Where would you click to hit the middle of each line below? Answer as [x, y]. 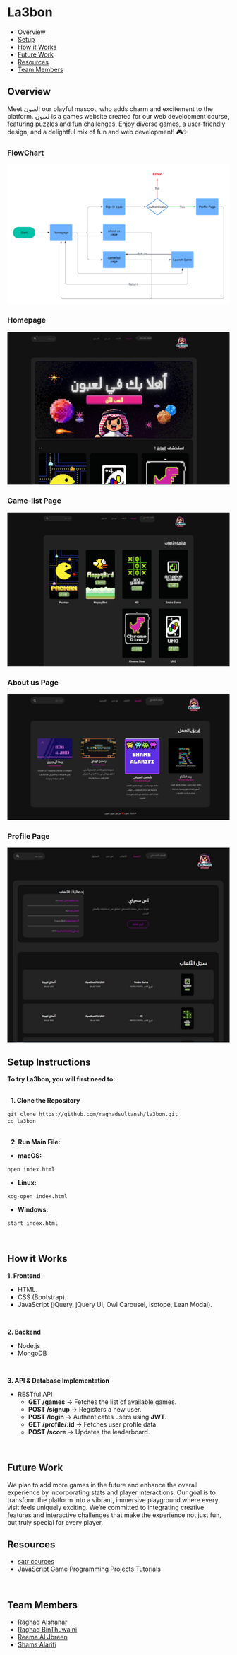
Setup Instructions [49, 1062]
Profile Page [29, 836]
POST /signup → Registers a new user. [85, 1409]
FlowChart [26, 153]
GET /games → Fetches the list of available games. [102, 1402]
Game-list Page [34, 501]
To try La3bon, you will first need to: [61, 1079]
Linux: [27, 1183]
